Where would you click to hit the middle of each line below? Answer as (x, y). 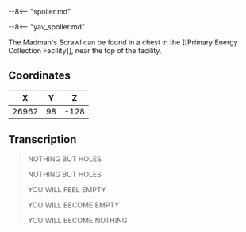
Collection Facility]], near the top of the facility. (85, 50)
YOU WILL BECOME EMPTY (73, 205)
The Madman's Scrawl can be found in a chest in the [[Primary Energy (123, 42)
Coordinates (40, 76)
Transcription (42, 139)
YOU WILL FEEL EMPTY (67, 189)
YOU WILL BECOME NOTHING (77, 220)
